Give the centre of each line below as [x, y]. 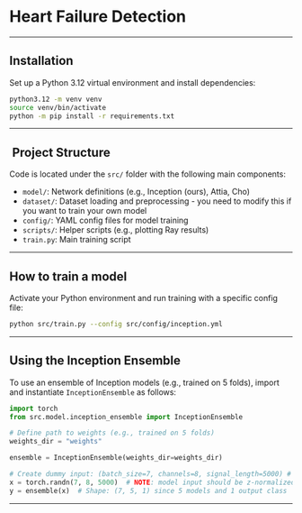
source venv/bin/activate [58, 107]
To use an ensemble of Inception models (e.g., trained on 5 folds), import [145, 382]
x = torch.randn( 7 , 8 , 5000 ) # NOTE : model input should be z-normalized [152, 482]
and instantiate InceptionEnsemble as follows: [93, 392]
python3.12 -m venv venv [56, 99]
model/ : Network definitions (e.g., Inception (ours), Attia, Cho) [136, 192]
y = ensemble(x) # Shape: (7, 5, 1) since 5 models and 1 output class [148, 490]
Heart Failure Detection [98, 17]
